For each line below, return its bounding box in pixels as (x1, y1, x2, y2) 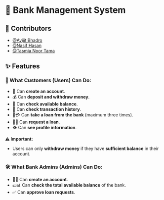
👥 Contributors (5, 24, 52, 33)
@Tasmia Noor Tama (12, 48, 55, 53)
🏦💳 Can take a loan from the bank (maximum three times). (12, 111, 133, 118)
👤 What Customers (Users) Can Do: (5, 77, 91, 84)
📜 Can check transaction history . (12, 106, 82, 112)
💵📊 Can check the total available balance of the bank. (12, 182, 126, 188)
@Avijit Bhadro (12, 37, 42, 43)
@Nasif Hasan (12, 43, 42, 49)
